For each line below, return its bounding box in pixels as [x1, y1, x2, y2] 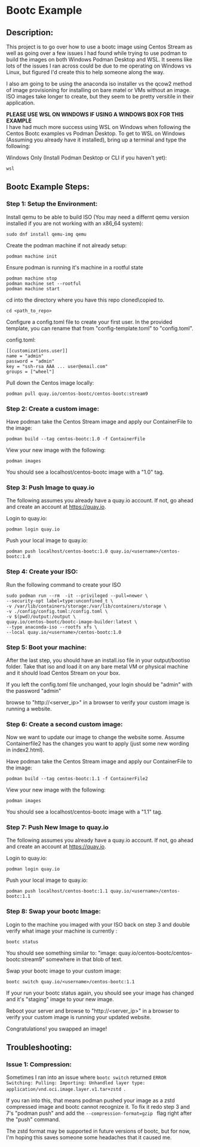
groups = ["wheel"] [6, 369, 55, 375]
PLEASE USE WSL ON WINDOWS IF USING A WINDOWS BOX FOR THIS [6, 111, 184, 118]
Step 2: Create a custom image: [6, 404, 100, 413]
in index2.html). [6, 746, 45, 753]
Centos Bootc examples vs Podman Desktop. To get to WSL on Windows [6, 130, 185, 137]
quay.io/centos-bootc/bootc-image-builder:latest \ [6, 619, 137, 625]
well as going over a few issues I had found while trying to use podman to [6, 50, 187, 57]
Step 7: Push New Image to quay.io [6, 823, 109, 832]
